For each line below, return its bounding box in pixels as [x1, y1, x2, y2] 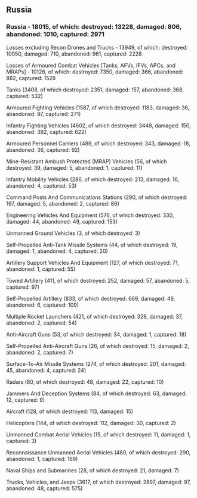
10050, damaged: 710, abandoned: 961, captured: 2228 [6, 50, 142, 57]
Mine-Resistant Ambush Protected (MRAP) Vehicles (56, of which [6, 158, 167, 165]
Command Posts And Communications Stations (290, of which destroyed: [6, 194, 188, 201]
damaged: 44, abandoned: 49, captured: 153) [6, 218, 118, 225]
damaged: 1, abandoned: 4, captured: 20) [6, 248, 109, 255]
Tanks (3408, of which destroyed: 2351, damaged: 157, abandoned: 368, [6, 86, 184, 93]
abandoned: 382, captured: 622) [6, 128, 87, 135]
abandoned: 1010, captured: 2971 [6, 30, 104, 38]
